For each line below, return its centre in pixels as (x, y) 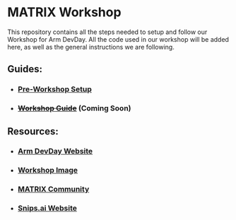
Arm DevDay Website (55, 151)
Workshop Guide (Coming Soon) (74, 108)
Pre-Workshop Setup (54, 89)
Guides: (25, 69)
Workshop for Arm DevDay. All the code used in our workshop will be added (118, 39)
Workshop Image (48, 170)
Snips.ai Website (47, 208)
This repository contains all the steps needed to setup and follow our (107, 32)
